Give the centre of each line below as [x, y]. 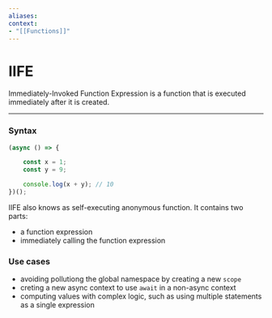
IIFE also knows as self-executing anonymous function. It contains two [126, 207]
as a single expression [57, 305]
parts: [18, 216]
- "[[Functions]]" [39, 31]
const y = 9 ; [45, 170]
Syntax [23, 131]
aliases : [23, 16]
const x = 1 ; [45, 162]
